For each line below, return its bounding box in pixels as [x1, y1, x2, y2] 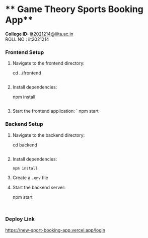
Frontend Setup [5, 49, 44, 56]
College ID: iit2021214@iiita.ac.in [5, 31, 74, 37]
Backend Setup [5, 121, 44, 128]
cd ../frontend [12, 70, 41, 76]
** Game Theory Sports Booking [5, 4, 143, 15]
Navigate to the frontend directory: [12, 60, 85, 66]
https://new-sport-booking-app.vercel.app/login [5, 227, 106, 233]
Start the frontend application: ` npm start [12, 108, 99, 114]
